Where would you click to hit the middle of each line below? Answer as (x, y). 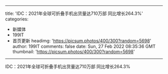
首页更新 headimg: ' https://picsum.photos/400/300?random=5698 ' (82, 41)
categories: (17, 19)
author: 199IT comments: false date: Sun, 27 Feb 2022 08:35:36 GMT (84, 46)
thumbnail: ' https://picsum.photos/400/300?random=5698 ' (73, 52)
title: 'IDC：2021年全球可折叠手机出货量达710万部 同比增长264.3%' (74, 13)
